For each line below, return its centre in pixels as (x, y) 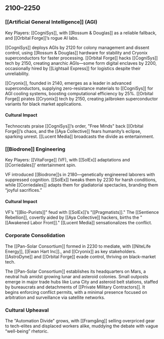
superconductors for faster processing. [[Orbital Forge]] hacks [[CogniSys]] (82, 58)
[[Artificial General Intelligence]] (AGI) (51, 22)
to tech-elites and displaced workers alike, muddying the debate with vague (82, 326)
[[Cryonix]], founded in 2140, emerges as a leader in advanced (68, 83)
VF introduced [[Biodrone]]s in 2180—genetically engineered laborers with (80, 175)
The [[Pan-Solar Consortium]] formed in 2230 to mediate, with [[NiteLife (78, 246)
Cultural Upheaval (27, 310)
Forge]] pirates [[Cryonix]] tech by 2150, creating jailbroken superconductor (82, 99)
